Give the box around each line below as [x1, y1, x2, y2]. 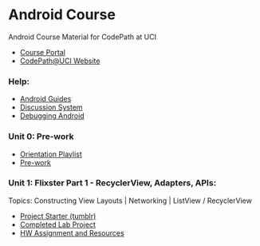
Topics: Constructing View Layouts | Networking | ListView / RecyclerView [8, 196, 253, 205]
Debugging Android [19, 111, 85, 121]
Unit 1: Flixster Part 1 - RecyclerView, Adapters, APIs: [8, 177, 217, 188]
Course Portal [19, 47, 66, 57]
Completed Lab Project [19, 220, 96, 229]
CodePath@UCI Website [19, 56, 100, 65]
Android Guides [19, 94, 72, 104]
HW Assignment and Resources [19, 228, 125, 237]
